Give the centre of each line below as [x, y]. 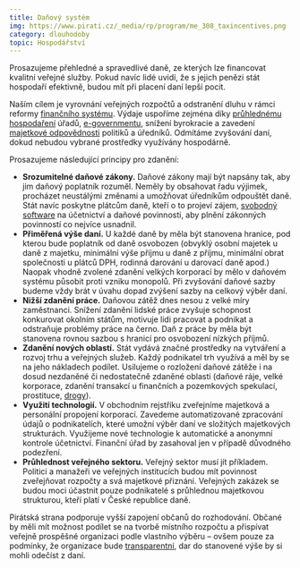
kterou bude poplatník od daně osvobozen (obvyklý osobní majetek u [150, 243]
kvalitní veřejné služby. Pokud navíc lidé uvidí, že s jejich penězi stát [135, 78]
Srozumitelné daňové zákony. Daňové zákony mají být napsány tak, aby [156, 177]
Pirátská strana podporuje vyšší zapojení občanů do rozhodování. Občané [146, 517]
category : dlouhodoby [50, 34]
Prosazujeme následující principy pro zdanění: [94, 160]
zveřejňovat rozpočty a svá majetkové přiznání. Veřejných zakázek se [150, 481]
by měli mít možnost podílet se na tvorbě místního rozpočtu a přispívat [139, 527]
